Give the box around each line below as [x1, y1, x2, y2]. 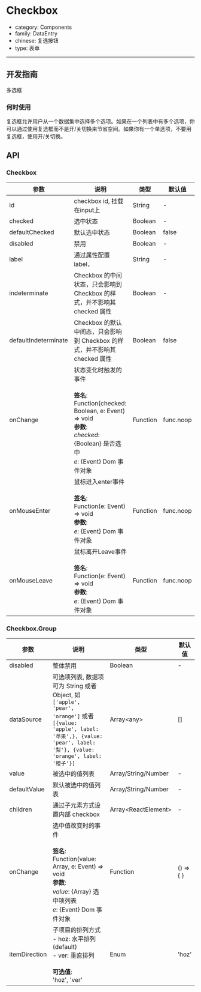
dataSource [9, 715, 42, 724]
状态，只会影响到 [74, 280, 122, 288]
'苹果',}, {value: [53, 733, 103, 740]
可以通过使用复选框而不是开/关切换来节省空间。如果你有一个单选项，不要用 [6, 126, 192, 133]
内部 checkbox [59, 810, 100, 818]
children [9, 805, 32, 814]
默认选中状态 [74, 228, 110, 237]
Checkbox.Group [6, 624, 57, 632]
